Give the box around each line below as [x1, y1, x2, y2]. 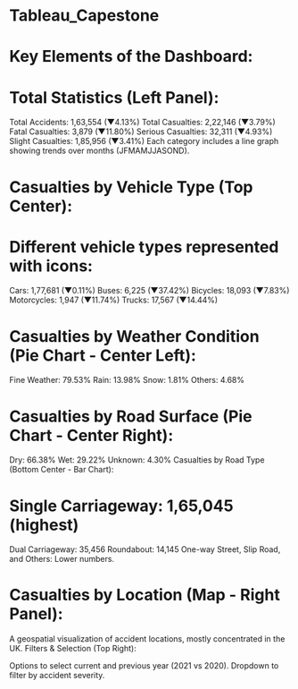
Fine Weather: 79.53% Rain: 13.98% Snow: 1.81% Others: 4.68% [9, 375, 245, 386]
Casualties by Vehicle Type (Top [9, 176, 253, 197]
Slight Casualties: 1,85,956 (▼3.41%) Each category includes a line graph [9, 136, 279, 147]
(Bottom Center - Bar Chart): [9, 464, 114, 475]
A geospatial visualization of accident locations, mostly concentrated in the [9, 634, 286, 644]
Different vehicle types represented [9, 236, 279, 257]
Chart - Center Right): [9, 425, 174, 446]
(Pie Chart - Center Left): [9, 345, 196, 365]
